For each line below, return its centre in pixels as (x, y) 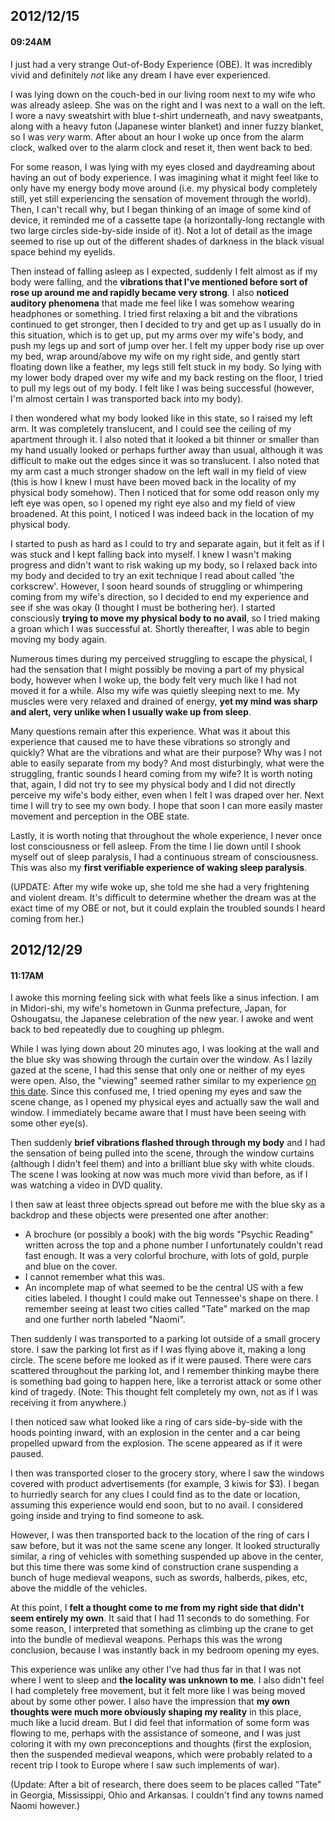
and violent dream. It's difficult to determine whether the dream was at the (163, 897)
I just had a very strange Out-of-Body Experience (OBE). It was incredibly (161, 64)
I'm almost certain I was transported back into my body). (127, 398)
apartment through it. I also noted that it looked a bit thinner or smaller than (165, 439)
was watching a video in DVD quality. (86, 1185)
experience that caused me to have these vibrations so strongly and (150, 741)
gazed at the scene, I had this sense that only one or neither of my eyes (158, 1070)
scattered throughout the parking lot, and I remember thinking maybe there (165, 1371)
